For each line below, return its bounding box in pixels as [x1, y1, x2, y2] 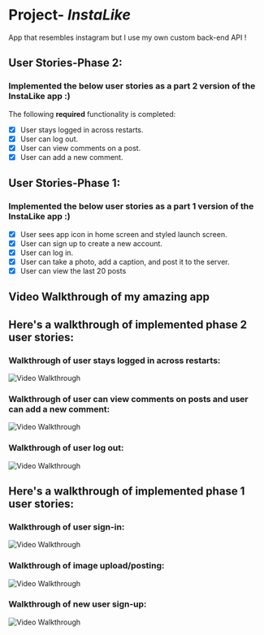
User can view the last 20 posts [19, 266, 127, 275]
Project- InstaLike [8, 6, 132, 24]
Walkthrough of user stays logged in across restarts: [8, 355, 221, 366]
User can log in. [19, 248, 74, 257]
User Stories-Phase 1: [8, 176, 120, 190]
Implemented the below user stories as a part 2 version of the [8, 80, 256, 92]
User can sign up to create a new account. [19, 238, 162, 248]
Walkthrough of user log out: [8, 443, 124, 454]
